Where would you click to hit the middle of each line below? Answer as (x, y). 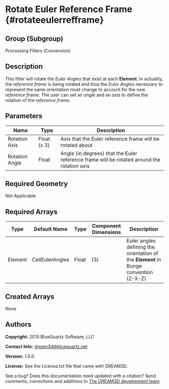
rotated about (76, 145)
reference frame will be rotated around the (110, 159)
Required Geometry (36, 184)
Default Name (51, 229)
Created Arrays (30, 296)
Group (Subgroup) (34, 39)
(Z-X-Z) (137, 279)
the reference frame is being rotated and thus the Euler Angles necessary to (84, 84)
